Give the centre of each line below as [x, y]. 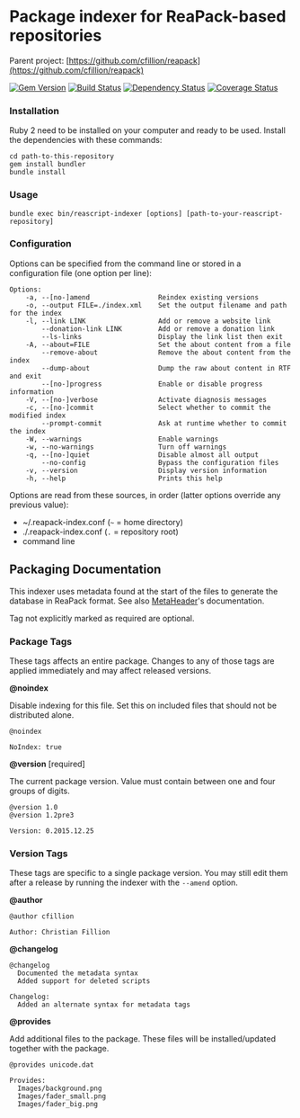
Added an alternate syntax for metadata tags [104, 1005]
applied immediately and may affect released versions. [110, 670]
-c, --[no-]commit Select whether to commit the [148, 407]
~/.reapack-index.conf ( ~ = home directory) [103, 522]
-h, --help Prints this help [124, 479]
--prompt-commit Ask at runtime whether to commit [164, 423]
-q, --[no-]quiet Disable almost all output [142, 455]
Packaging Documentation [85, 570]
